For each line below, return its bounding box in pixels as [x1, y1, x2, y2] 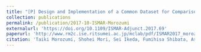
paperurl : [6, 31, 31, 37]
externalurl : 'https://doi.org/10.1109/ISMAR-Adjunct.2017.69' [6, 25, 167, 32]
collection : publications [6, 14, 71, 20]
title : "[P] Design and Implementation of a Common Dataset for [6, 8, 170, 15]
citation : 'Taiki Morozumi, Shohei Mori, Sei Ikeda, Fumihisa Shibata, [6, 36, 188, 42]
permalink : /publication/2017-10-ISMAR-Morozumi [6, 20, 130, 26]
